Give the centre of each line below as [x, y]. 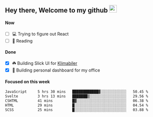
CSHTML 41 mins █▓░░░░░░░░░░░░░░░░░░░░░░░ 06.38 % [77, 101]
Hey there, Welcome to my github [56, 10]
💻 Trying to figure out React [40, 34]
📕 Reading [22, 41]
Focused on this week [27, 81]
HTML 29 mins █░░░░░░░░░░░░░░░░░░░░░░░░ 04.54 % [77, 105]
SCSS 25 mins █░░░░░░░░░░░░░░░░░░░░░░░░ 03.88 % [77, 110]
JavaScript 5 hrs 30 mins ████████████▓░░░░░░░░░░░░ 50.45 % [77, 92]
